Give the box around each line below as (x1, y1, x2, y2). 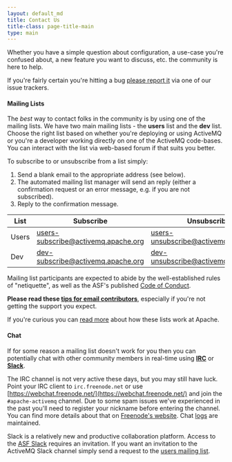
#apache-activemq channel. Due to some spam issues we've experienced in (7, 396, 221, 405)
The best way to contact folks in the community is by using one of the (7, 114, 206, 123)
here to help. (7, 63, 43, 71)
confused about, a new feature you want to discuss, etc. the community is (7, 56, 218, 64)
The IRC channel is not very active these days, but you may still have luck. (7, 374, 218, 383)
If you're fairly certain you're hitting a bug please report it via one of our (7, 77, 211, 85)
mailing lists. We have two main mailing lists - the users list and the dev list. (7, 122, 222, 130)
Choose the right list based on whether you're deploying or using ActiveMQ (7, 129, 222, 138)
